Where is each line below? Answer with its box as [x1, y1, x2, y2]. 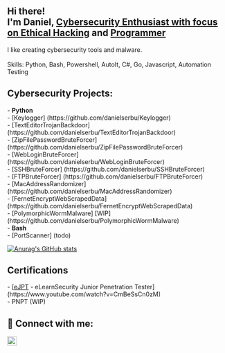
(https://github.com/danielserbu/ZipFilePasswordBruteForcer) [7, 143, 183, 151]
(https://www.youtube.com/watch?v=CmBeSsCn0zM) [7, 290, 161, 298]
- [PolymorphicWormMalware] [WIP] [7, 209, 111, 217]
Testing [7, 67, 29, 75]
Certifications [7, 264, 69, 276]
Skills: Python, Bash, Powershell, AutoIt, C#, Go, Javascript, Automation [7, 60, 211, 69]
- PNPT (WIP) [7, 298, 46, 306]
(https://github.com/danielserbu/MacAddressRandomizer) [7, 187, 172, 195]
